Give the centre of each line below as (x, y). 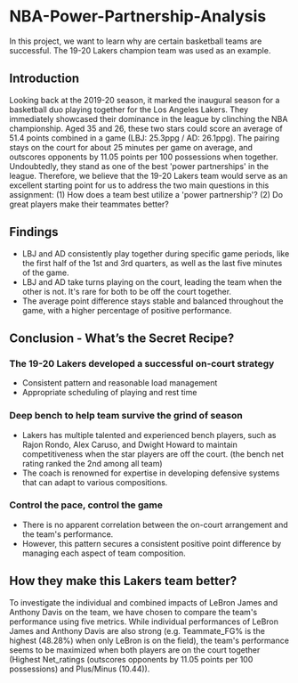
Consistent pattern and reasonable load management (120, 383)
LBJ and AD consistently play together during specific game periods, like (156, 253)
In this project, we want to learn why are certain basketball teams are (136, 41)
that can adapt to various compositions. (95, 482)
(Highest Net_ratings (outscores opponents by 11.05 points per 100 (131, 659)
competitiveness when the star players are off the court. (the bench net (153, 454)
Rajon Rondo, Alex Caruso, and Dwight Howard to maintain (129, 444)
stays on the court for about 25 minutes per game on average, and (131, 147)
